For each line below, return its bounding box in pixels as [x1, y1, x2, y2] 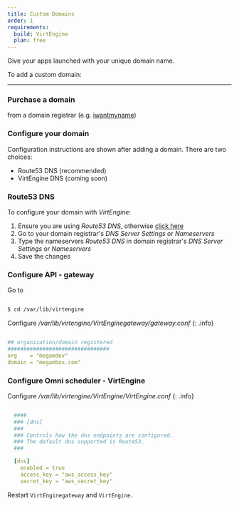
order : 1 [7, 17, 33, 24]
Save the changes [17, 252, 71, 261]
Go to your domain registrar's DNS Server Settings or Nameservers [17, 229, 215, 238]
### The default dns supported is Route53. [14, 438, 144, 445]
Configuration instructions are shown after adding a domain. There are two [7, 145, 226, 153]
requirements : [7, 24, 50, 31]
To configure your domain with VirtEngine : [7, 208, 132, 217]
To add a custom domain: [7, 71, 82, 79]
